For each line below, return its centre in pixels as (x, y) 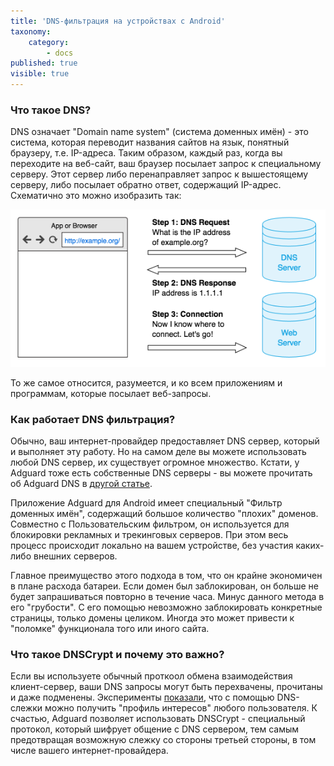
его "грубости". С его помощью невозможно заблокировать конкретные (166, 607)
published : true (44, 63)
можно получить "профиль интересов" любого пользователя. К (181, 708)
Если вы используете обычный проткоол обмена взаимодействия (151, 676)
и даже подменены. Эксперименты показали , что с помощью (142, 697)
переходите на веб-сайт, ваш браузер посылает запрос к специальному (166, 164)
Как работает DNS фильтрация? (93, 419)
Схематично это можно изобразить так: (96, 196)
